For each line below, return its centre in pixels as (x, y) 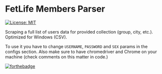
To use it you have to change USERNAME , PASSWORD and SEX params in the (77, 46)
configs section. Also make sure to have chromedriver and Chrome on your (81, 52)
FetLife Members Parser (55, 9)
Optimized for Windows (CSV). (36, 37)
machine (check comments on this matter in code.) (56, 56)
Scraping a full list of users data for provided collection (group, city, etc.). (79, 32)
